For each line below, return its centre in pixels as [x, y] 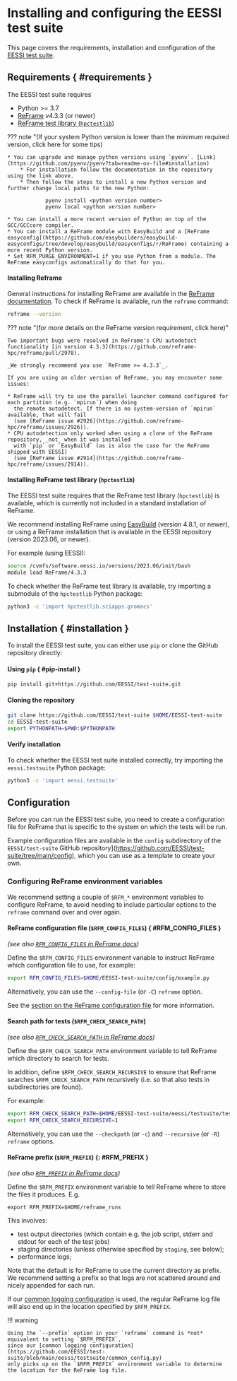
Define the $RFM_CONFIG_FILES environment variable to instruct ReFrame [111, 957]
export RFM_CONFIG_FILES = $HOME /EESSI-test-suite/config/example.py [109, 978]
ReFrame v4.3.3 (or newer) [56, 115]
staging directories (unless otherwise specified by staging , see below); [121, 1249]
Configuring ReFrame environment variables [85, 881]
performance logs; [44, 1257]
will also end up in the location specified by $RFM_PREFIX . [89, 1306]
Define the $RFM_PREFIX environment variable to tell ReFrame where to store [117, 1187]
